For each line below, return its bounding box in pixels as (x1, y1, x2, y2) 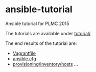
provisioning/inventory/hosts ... (12, 61, 78, 67)
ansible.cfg (12, 55, 37, 62)
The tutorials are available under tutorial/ (5, 30, 91, 36)
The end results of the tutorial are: (5, 40, 77, 46)
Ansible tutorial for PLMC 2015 (5, 20, 69, 27)
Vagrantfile (12, 50, 36, 56)
